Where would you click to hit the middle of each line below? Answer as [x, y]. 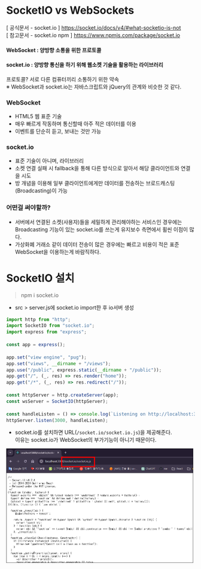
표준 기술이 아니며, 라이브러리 [49, 161]
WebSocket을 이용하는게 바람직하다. [58, 252]
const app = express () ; [36, 345]
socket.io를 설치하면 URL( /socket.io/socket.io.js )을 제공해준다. [93, 432]
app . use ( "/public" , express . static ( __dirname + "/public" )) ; [84, 370]
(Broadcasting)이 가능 [41, 191]
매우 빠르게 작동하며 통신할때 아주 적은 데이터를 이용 [75, 124]
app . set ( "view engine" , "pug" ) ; [46, 357]
